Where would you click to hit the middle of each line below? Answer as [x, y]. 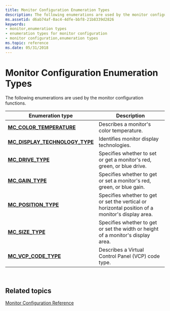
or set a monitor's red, [125, 181]
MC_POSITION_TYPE [33, 204]
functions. [16, 103]
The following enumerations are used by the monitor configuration [74, 97]
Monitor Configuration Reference [40, 303]
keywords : [16, 24]
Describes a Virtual [121, 250]
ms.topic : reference [27, 43]
